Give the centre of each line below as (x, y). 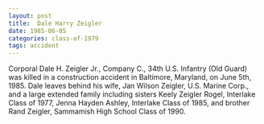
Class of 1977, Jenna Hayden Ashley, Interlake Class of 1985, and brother (129, 103)
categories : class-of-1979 (54, 38)
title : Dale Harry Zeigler (56, 23)
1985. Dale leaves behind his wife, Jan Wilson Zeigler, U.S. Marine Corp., (129, 86)
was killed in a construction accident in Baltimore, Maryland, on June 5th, (130, 77)
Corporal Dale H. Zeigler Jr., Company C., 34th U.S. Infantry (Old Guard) (128, 68)
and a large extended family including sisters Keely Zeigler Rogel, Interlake (132, 94)
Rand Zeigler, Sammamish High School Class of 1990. (97, 112)
